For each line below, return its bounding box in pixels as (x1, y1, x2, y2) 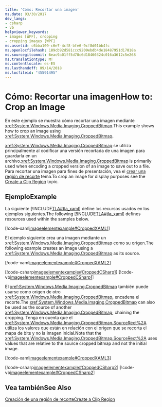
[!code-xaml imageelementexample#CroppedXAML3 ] (5, 355, 111, 361)
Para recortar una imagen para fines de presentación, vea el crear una (5, 168, 146, 174)
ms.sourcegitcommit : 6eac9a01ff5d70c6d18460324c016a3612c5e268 (5, 52, 136, 57)
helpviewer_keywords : (5, 30, 49, 34)
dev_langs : (5, 16, 27, 21)
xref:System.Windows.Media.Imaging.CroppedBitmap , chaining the (5, 309, 140, 315)
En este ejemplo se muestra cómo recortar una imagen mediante (5, 118, 135, 123)
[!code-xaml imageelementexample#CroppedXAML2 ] (5, 259, 111, 265)
